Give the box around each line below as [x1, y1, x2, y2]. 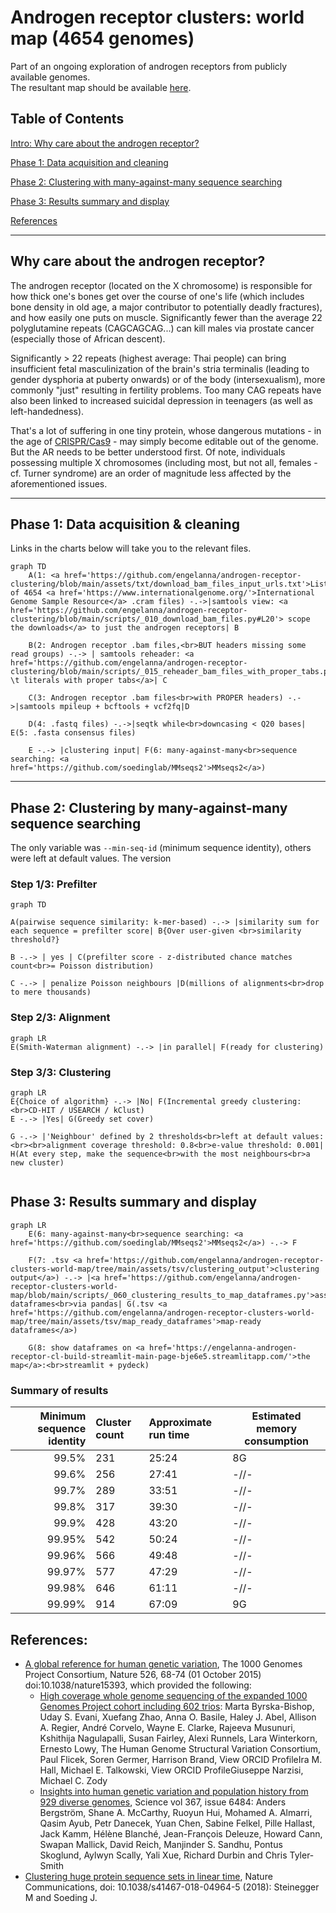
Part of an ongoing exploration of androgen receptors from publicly [10, 60, 288, 72]
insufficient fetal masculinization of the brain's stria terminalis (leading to [10, 362, 310, 375]
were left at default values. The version [10, 852, 172, 865]
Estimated [251, 1409, 302, 1423]
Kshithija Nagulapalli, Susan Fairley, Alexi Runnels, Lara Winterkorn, [39, 1732, 318, 1744]
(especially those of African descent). [10, 332, 166, 345]
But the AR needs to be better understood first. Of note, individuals [10, 446, 286, 458]
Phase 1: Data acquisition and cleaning [10, 156, 169, 168]
